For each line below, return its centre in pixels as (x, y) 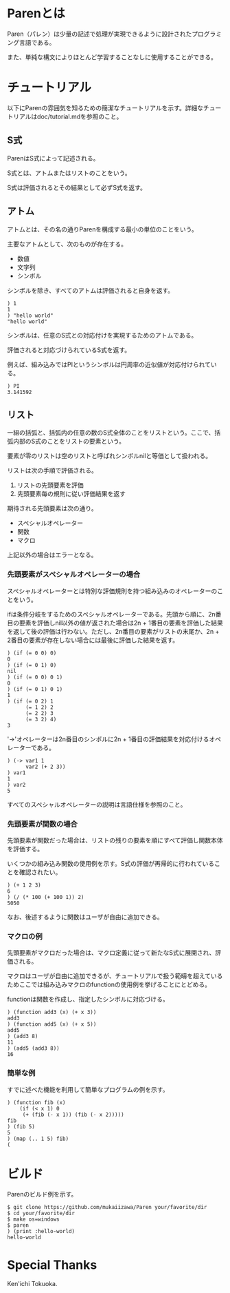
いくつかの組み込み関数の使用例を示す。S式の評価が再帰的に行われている (111, 863)
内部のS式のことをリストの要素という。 (69, 442)
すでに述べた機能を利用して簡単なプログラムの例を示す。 (88, 1089)
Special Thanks (52, 1265)
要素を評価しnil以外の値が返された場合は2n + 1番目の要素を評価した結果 (121, 623)
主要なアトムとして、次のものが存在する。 (67, 244)
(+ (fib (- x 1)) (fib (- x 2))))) (73, 1115)
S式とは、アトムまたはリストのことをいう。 (69, 173)
